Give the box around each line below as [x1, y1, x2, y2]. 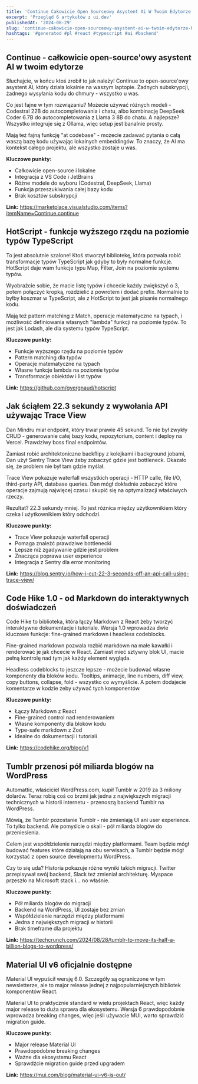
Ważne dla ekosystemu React [14, 1054, 87, 1060]
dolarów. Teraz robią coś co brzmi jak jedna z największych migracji [6, 792, 171, 800]
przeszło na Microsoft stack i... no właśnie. [6, 877, 110, 884]
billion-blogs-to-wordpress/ [6, 942, 74, 950]
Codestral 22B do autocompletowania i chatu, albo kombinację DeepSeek [6, 107, 185, 114]
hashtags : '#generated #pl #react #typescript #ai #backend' [6, 31, 160, 37]
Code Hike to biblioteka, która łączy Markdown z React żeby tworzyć [6, 618, 174, 625]
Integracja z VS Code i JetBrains [14, 173, 94, 180]
